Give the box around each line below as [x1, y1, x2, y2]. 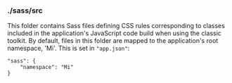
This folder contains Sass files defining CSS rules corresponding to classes [7, 22, 225, 30]
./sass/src [7, 6, 44, 15]
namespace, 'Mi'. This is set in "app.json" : [7, 44, 130, 53]
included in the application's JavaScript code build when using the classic [7, 29, 221, 37]
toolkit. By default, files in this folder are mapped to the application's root [7, 37, 219, 45]
